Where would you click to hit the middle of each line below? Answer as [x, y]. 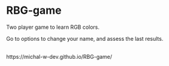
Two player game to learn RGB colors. [53, 27]
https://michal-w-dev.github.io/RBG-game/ [59, 56]
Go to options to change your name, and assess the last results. [85, 38]
